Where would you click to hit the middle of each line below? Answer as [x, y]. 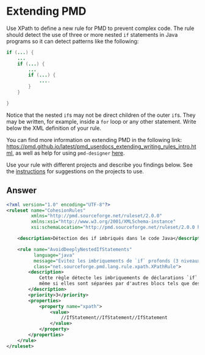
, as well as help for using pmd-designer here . [68, 153]
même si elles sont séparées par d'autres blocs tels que [114, 284]
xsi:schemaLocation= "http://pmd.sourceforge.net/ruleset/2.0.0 [113, 228]
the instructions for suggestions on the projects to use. [75, 171]
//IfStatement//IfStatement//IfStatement [114, 318]
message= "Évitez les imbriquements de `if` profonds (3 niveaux [117, 261]
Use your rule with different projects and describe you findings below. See [100, 165]
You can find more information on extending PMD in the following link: [94, 140]
